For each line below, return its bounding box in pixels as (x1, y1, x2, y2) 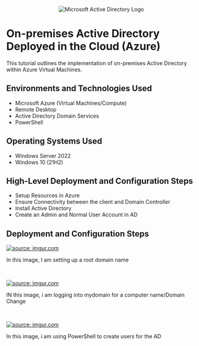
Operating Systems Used (6, 136, 103, 146)
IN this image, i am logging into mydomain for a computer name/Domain (6, 291, 185, 298)
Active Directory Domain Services (14, 112, 99, 119)
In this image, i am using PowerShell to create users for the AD (6, 333, 162, 340)
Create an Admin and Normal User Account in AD (14, 211, 138, 218)
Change (6, 298, 26, 305)
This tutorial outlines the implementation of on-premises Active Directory (6, 59, 188, 66)
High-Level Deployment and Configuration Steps (6, 175, 194, 186)
